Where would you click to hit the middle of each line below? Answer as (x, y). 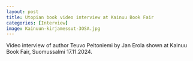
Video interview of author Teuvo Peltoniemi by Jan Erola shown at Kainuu (97, 45)
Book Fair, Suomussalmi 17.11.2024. (49, 52)
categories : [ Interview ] (37, 23)
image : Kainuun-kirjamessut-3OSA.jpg (53, 28)
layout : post (22, 12)
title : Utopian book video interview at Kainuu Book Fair (80, 17)
